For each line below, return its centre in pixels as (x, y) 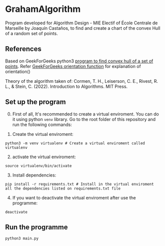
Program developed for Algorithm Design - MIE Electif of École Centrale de (82, 23)
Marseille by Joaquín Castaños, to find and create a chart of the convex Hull (83, 28)
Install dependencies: (34, 175)
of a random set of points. (31, 33)
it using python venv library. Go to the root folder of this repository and (84, 119)
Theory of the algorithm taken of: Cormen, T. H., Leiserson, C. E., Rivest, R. (82, 81)
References (23, 49)
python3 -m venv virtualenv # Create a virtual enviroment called (75, 143)
